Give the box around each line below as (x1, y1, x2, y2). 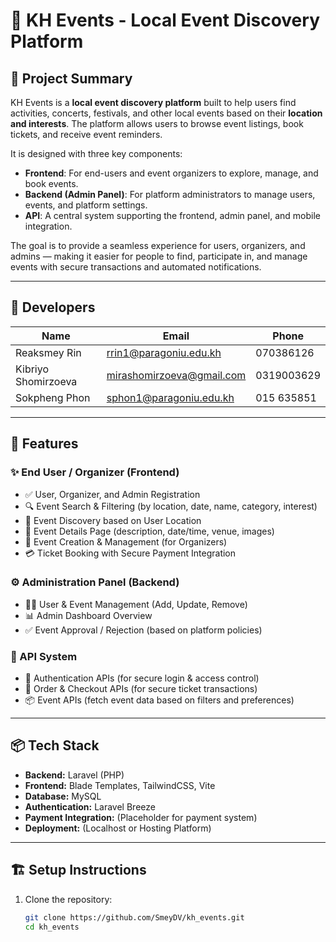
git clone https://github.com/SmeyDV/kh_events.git (24, 912, 245, 923)
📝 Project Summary (10, 70, 133, 87)
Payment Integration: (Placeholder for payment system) (24, 811, 258, 823)
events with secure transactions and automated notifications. (10, 261, 262, 273)
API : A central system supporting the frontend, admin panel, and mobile (24, 210, 321, 221)
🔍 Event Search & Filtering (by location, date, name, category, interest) (24, 500, 318, 512)
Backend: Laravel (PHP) (24, 769, 125, 781)
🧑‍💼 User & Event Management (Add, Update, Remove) (24, 598, 248, 610)
